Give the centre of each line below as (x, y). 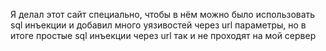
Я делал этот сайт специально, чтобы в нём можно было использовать (163, 14)
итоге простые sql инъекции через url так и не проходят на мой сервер (163, 35)
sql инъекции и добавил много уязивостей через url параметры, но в (158, 25)
